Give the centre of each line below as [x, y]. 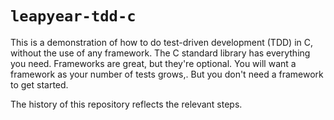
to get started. [39, 84]
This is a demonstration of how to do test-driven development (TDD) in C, [162, 42]
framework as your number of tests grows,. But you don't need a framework [167, 74]
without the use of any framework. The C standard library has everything [160, 53]
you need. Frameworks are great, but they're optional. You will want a [153, 63]
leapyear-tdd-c [73, 16]
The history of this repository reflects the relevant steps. [126, 104]
